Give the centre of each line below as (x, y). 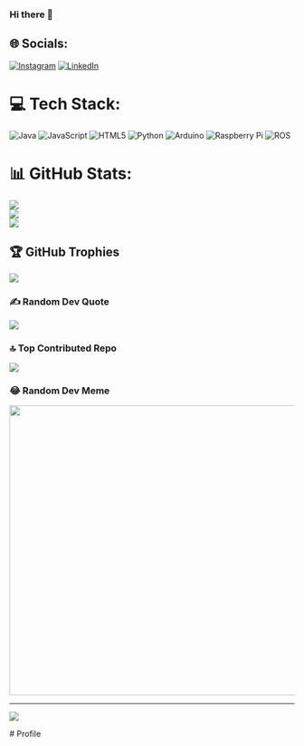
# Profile (25, 734)
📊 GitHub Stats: (71, 174)
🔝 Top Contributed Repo (63, 348)
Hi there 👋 (32, 15)
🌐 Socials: (39, 44)
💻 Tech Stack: (65, 104)
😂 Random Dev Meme (60, 391)
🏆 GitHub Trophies (65, 252)
